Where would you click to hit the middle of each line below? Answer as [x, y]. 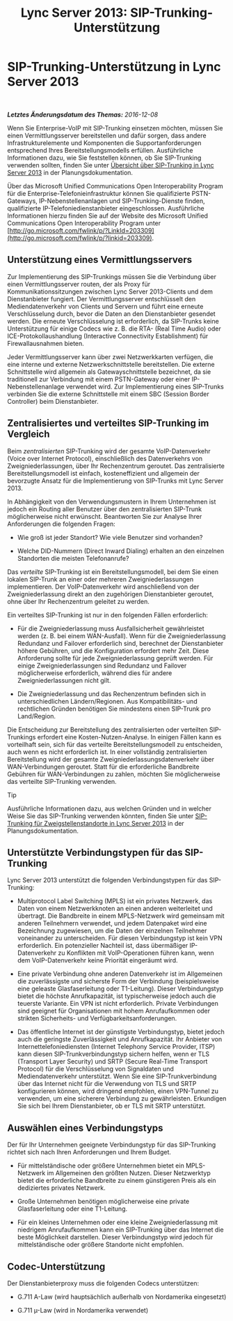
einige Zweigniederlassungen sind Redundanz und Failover [102, 665]
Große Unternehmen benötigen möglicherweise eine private [103, 1202]
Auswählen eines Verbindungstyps [85, 1128]
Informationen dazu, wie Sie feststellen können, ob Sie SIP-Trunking [104, 158]
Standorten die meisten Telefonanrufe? [73, 558]
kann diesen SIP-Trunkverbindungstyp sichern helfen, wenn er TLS [113, 1054]
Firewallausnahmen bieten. [46, 343]
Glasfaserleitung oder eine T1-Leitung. [72, 1209]
